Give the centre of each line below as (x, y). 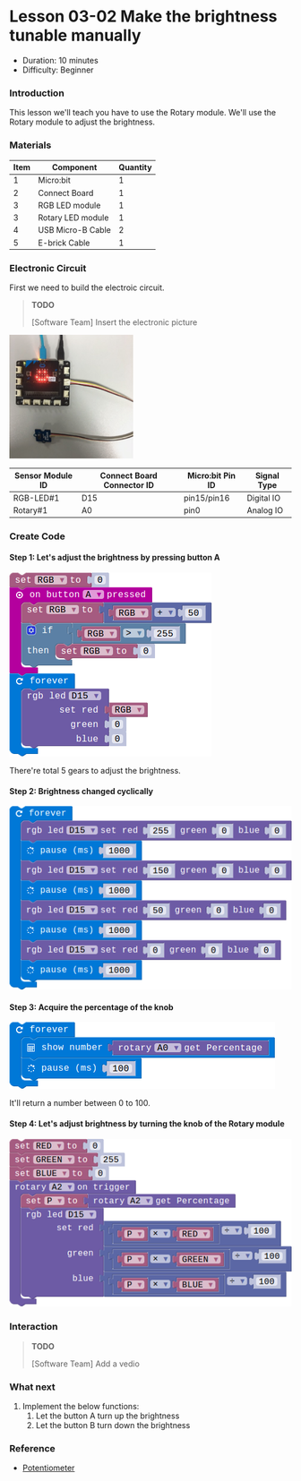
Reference (32, 1448)
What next (32, 1387)
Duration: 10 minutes (60, 60)
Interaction (34, 1327)
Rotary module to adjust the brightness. (82, 122)
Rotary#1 (30, 510)
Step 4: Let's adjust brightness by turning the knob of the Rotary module (147, 1123)
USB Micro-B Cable (75, 230)
